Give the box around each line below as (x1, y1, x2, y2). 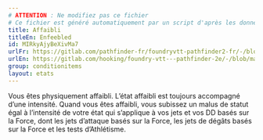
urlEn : (8, 56, 30, 63)
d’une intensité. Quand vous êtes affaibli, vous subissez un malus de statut (8, 99, 249, 109)
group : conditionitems (8, 63, 82, 70)
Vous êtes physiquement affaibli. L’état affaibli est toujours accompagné (8, 91, 240, 100)
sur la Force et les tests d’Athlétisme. (8, 124, 127, 134)
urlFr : (8, 48, 30, 56)
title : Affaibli (8, 26, 61, 34)
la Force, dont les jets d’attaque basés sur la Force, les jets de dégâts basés (8, 116, 252, 125)
